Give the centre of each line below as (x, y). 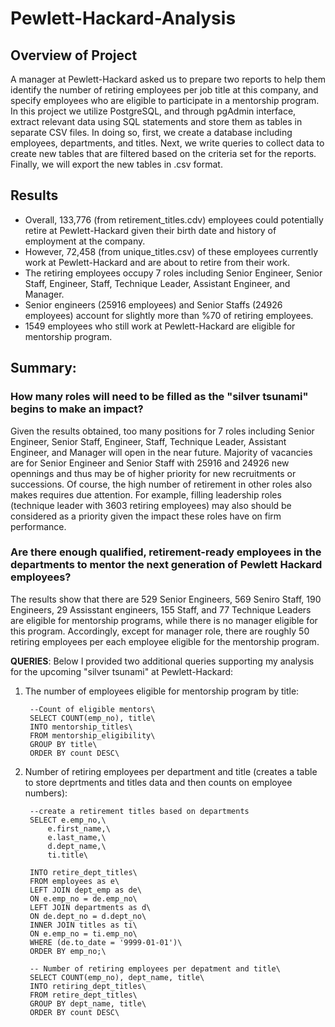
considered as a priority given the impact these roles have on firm (146, 516)
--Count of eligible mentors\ (92, 709)
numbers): (46, 793)
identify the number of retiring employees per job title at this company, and (164, 90)
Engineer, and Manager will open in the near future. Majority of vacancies (161, 452)
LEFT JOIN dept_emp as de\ (85, 890)
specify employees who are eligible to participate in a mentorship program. (165, 100)
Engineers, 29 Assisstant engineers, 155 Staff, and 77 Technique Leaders (161, 609)
